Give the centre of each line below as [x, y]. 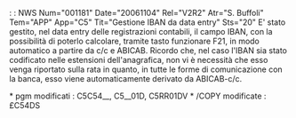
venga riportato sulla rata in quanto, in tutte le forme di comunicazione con [146, 69]
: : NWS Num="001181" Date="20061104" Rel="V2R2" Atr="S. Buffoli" [136, 13]
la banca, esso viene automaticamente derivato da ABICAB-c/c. [126, 79]
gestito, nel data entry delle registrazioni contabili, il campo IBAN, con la [141, 31]
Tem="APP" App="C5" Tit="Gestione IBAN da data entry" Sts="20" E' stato [148, 22]
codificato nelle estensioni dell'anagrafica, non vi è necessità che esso [139, 60]
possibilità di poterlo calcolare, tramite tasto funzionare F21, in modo [135, 41]
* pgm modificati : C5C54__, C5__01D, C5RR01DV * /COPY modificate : [138, 96]
